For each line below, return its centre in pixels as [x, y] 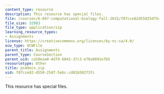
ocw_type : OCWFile [24, 46]
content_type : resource [29, 9]
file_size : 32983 [23, 23]
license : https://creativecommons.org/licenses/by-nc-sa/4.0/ [70, 41]
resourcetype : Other [26, 63]
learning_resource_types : [31, 32]
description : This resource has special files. [54, 14]
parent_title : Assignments [32, 50]
